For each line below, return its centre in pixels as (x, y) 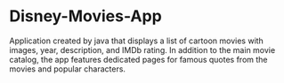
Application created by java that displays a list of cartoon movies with (137, 41)
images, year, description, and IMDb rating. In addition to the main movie (142, 49)
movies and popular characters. (68, 69)
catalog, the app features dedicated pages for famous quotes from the (138, 59)
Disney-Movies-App (85, 16)
